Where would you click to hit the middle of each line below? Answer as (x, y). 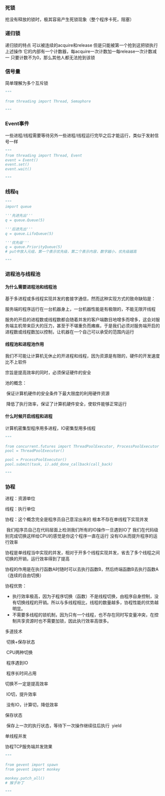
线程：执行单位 (20, 509)
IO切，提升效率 (21, 694)
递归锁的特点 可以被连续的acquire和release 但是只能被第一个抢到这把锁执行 (82, 45)
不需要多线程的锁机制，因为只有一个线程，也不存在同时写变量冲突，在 (83, 615)
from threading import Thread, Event (44, 155)
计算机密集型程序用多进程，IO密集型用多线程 (50, 428)
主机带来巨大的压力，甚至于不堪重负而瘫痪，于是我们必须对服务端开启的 (87, 326)
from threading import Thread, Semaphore (48, 101)
